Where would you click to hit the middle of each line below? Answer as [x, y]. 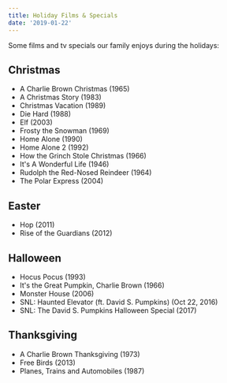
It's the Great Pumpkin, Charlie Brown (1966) [92, 285]
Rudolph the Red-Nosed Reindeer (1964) [86, 173]
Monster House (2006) [57, 293]
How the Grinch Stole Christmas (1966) [83, 156]
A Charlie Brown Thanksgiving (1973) [80, 354]
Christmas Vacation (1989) [63, 106]
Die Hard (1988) [45, 114]
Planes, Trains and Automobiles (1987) [82, 370]
